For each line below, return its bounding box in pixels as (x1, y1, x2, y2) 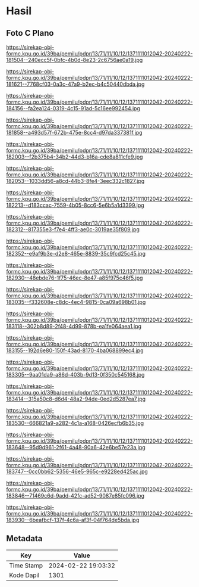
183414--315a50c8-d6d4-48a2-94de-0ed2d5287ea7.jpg (6, 395, 146, 402)
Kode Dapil (9, 571, 40, 579)
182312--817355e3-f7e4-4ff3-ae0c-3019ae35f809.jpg (6, 226, 140, 233)
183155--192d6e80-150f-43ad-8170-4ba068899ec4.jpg (6, 347, 144, 354)
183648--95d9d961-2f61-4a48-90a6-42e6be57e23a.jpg (6, 444, 146, 451)
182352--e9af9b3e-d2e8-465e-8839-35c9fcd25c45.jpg (6, 250, 146, 257)
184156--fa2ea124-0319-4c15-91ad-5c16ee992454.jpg (6, 105, 141, 111)
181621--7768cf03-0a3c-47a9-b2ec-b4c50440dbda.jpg (6, 80, 145, 88)
